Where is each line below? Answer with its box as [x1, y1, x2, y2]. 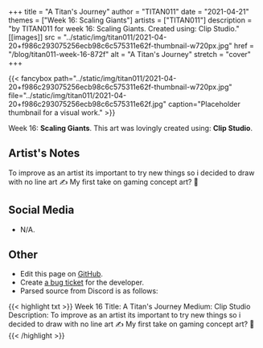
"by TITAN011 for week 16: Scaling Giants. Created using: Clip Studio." [8, 24, 240, 33]
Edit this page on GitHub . [19, 269, 103, 279]
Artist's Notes [8, 146, 80, 160]
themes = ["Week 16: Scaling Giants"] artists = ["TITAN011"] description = [8, 15, 253, 25]
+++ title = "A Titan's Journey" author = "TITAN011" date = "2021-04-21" [8, 7, 249, 16]
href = [233, 41, 255, 51]
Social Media [8, 203, 75, 217]
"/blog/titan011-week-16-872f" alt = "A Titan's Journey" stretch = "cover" [8, 50, 252, 59]
